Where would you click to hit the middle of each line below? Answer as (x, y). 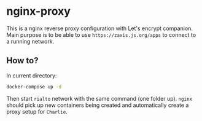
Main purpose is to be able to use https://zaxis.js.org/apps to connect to (101, 34)
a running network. (30, 41)
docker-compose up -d (34, 87)
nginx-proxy (38, 11)
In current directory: (32, 76)
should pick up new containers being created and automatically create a (98, 105)
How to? (22, 60)
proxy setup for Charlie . (37, 111)
